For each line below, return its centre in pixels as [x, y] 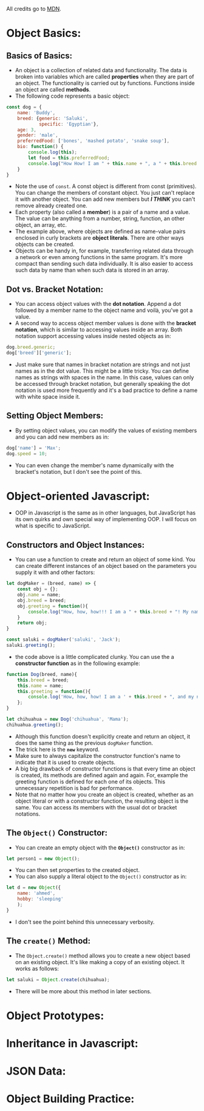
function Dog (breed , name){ [42, 674]
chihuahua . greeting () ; [35, 724]
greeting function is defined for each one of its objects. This [90, 782]
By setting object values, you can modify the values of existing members [106, 430]
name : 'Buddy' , [36, 113]
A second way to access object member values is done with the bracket [105, 323]
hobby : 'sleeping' [40, 899]
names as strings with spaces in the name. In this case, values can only [104, 377]
